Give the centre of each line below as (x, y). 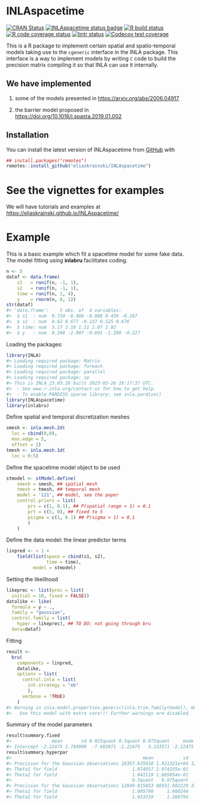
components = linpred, (45, 663)
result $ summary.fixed (33, 736)
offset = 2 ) (27, 445)
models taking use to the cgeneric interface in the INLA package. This (92, 52)
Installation (28, 135)
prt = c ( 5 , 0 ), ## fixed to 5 (65, 511)
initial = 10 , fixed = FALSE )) (51, 595)
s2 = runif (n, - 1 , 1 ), (48, 288)
